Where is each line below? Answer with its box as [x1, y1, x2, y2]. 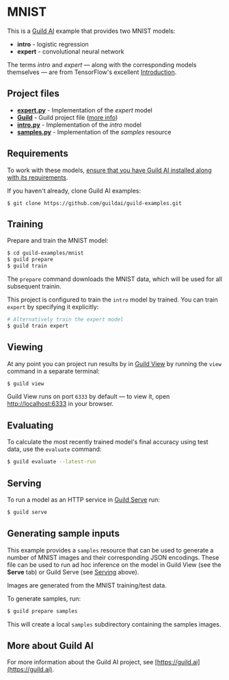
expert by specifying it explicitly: [7, 303, 99, 311]
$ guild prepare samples [7, 607, 78, 614]
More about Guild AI [7, 640, 94, 651]
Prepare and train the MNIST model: [7, 236, 109, 245]
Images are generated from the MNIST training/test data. [7, 581, 167, 590]
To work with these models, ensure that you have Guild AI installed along [7, 166, 212, 174]
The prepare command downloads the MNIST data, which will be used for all [7, 275, 222, 283]
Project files [7, 88, 59, 99]
